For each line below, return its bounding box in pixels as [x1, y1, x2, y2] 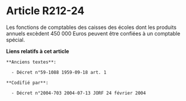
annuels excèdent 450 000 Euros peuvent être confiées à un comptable [6, 30, 181, 37]
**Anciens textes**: [6, 59, 57, 65]
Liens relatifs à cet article [6, 47, 69, 54]
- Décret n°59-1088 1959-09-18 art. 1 [11, 69, 107, 75]
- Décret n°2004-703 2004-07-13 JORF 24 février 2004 [11, 90, 146, 96]
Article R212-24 [6, 4, 85, 18]
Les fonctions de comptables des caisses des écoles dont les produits [6, 24, 177, 31]
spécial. [6, 36, 25, 43]
